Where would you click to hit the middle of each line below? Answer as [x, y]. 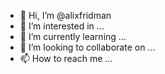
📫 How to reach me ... [66, 58]
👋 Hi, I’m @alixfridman [65, 15]
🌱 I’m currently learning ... [73, 36]
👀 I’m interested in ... [62, 26]
